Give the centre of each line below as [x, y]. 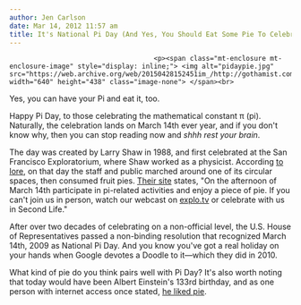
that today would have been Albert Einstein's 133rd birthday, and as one [142, 282]
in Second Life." [39, 209]
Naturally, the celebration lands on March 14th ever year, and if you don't [144, 125]
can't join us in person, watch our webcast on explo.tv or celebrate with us [147, 200]
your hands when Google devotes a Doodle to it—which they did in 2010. [143, 255]
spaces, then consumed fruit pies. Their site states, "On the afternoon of [143, 181]
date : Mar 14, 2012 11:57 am [64, 26]
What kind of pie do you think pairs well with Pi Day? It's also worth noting [146, 273]
